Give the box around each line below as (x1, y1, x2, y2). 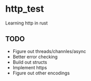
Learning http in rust (5, 20, 48, 26)
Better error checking (12, 53, 58, 60)
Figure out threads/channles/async (12, 48, 86, 54)
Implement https (12, 64, 47, 70)
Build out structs (12, 59, 47, 65)
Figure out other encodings (12, 70, 70, 76)
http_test (5, 3, 44, 15)
